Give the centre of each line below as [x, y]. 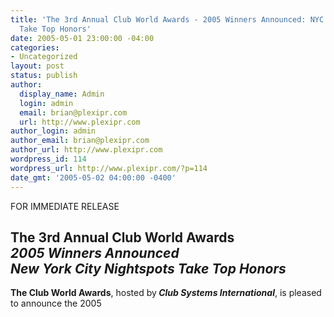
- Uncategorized [44, 57]
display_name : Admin [62, 94]
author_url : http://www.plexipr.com [86, 150]
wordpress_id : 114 [48, 159]
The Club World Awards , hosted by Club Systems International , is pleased [166, 293]
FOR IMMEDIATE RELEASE [65, 206]
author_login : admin [53, 131]
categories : [35, 47]
